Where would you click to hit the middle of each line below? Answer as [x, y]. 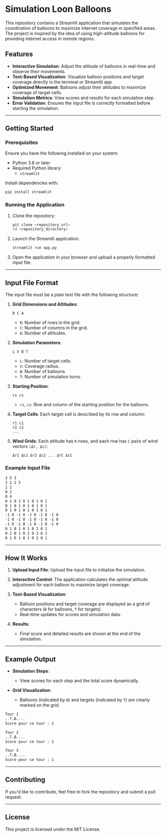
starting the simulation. [36, 108]
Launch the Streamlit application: [46, 239]
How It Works [26, 558]
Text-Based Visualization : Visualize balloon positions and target [78, 77]
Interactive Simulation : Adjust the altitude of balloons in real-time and [84, 66]
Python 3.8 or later [31, 163]
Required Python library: [37, 168]
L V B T [20, 352]
